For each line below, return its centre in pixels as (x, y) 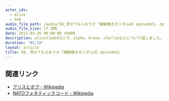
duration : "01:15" (24, 43)
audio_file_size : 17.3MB (31, 29)
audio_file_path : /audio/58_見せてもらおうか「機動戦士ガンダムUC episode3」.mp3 (86, 24)
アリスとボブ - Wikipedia (38, 87)
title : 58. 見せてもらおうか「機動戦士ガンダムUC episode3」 (64, 52)
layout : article (22, 47)
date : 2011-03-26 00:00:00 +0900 (40, 33)
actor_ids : (17, 10)
